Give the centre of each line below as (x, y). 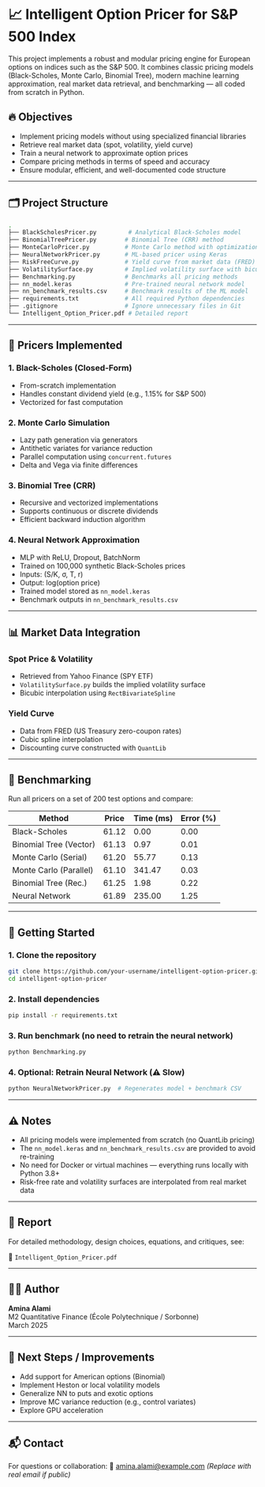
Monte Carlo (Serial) (50, 857)
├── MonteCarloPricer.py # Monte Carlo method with (111, 248)
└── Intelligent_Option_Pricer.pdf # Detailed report (99, 314)
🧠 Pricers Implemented (65, 345)
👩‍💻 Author (34, 1289)
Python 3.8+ (40, 1174)
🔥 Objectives (41, 117)
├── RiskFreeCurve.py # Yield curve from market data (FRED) (132, 262)
